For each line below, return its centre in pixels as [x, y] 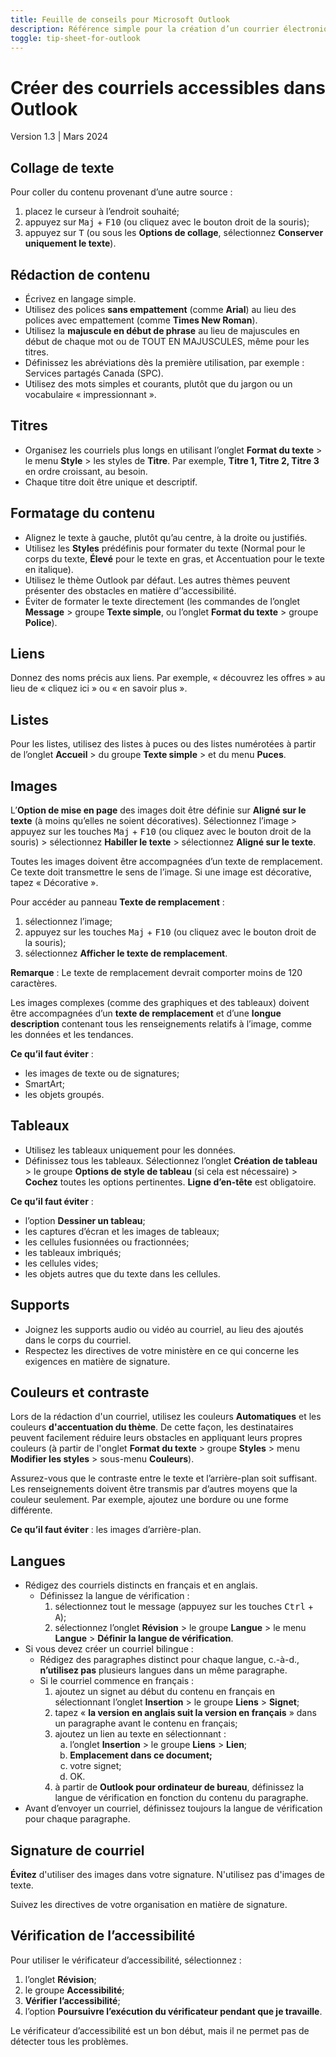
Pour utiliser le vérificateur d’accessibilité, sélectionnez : [126, 1960]
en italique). [49, 569]
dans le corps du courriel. [78, 1340]
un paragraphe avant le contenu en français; [146, 1723]
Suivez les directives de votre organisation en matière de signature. [149, 1905]
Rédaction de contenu [80, 274]
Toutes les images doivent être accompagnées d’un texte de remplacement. [166, 861]
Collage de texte [62, 167]
